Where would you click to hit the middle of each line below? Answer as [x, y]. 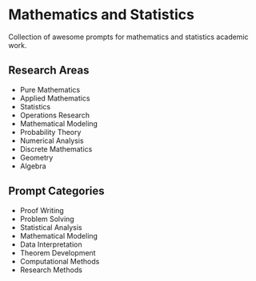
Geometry [36, 157]
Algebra [33, 166]
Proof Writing [42, 210]
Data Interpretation [51, 244]
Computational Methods [60, 261]
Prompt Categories [57, 191]
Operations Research [55, 115]
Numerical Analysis [52, 140]
